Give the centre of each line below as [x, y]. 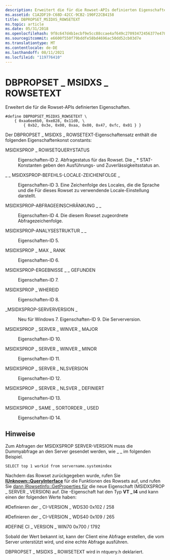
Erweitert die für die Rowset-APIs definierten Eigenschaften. [68, 107]
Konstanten [30, 165]
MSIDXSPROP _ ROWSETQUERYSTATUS [48, 150]
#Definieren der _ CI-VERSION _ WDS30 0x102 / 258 [60, 507]
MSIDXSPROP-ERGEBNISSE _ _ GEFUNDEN [50, 270]
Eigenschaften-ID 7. [38, 280]
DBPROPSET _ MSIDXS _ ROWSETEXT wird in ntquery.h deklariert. [75, 552]
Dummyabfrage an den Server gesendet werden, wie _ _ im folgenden [78, 452]
